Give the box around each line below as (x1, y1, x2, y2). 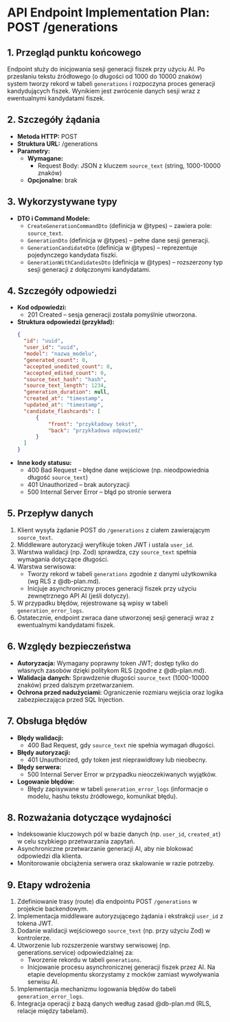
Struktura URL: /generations (16, 139, 98, 148)
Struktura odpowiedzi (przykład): (16, 318, 115, 326)
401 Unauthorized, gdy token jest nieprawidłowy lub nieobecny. (27, 756, 207, 764)
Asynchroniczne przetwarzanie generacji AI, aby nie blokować (16, 845, 194, 853)
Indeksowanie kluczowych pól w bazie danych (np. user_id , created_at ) (16, 830, 221, 839)
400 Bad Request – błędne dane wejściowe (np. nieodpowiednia (27, 466, 209, 475)
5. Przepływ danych (7, 508, 94, 519)
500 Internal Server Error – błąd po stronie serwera (27, 488, 172, 496)
